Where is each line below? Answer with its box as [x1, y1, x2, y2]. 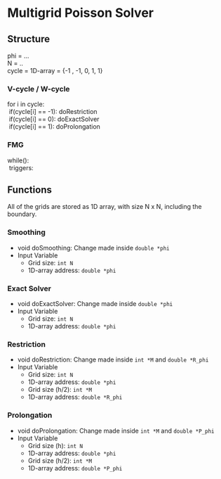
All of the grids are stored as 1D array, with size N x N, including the [7, 203, 202, 211]
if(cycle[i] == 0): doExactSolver [8, 115, 100, 124]
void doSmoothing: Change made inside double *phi [17, 243, 170, 252]
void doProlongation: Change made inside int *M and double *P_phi [17, 426, 215, 435]
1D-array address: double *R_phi [27, 392, 123, 402]
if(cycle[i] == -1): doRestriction [8, 108, 98, 116]
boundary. [7, 210, 37, 219]
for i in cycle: [7, 100, 45, 108]
